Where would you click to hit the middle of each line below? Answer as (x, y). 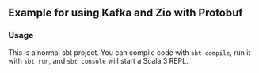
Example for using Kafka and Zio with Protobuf (126, 13)
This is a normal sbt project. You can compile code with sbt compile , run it (129, 52)
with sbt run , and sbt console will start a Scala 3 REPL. (98, 60)
